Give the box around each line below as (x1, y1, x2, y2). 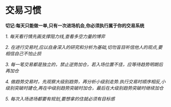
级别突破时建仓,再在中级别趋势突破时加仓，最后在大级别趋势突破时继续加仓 (5, 85, 164, 91)
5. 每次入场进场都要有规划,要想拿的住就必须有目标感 (5, 95, 115, 102)
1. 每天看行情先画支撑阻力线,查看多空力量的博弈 (5, 33, 105, 39)
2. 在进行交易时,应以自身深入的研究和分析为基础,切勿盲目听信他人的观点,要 (5, 44, 163, 50)
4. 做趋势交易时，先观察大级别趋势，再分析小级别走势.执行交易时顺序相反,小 (5, 78, 166, 85)
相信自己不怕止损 (5, 50, 41, 57)
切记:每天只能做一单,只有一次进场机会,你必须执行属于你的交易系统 (5, 22, 145, 29)
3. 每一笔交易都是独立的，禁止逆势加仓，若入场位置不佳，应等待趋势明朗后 (5, 61, 163, 67)
